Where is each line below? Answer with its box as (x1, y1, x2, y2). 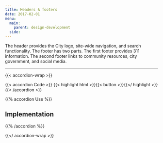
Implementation (5, 110, 54, 119)
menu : (5, 16, 16, 21)
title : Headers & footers (5, 7, 57, 12)
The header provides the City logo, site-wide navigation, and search (5, 43, 141, 48)
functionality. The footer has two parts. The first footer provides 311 (5, 48, 140, 54)
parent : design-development (14, 25, 70, 30)
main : (9, 20, 21, 26)
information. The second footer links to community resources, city (5, 53, 137, 59)
